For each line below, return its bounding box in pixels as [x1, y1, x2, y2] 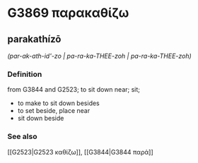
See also [7, 132, 37, 142]
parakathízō [7, 33, 62, 45]
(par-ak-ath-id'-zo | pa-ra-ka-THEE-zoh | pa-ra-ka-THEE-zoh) [7, 52, 192, 60]
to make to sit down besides [17, 99, 100, 107]
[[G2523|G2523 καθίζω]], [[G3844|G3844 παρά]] [7, 147, 153, 156]
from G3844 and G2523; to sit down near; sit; [7, 85, 140, 94]
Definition [7, 69, 42, 79]
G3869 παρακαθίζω [7, 5, 129, 21]
